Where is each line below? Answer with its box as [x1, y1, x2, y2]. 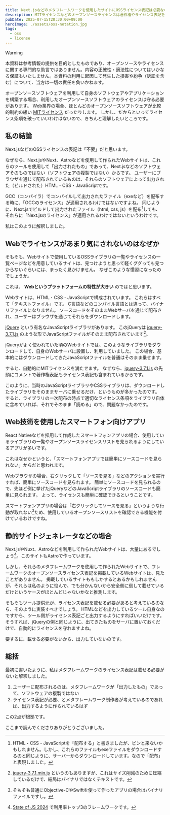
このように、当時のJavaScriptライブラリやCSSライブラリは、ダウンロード [5, 382, 161, 388]
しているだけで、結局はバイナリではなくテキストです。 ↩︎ [12, 776, 133, 782]
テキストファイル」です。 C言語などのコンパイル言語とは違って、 [14, 301, 151, 307]
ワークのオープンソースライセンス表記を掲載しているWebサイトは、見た [14, 570, 165, 576]
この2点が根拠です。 [5, 713, 48, 720]
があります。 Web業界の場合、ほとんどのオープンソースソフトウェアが [5, 103, 153, 109]
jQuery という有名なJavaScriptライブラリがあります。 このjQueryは [5, 324, 146, 331]
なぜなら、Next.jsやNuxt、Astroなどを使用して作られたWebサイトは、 [5, 157, 152, 163]
